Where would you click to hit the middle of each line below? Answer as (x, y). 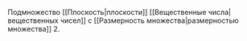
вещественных (33, 20)
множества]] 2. (34, 29)
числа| (219, 12)
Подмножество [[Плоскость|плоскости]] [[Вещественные (107, 12)
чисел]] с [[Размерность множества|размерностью (149, 20)
